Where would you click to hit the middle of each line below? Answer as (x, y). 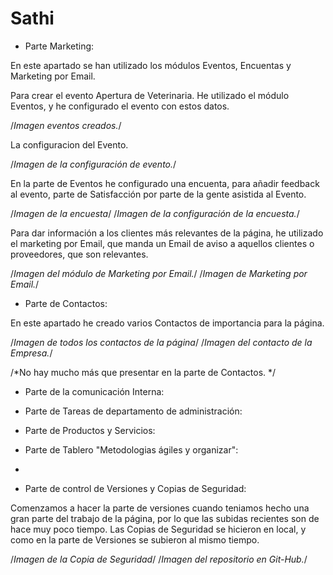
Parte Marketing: (59, 46)
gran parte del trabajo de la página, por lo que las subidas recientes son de (165, 518)
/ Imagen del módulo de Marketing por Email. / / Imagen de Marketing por (159, 273)
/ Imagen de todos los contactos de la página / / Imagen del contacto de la (161, 342)
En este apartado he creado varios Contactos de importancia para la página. (167, 323)
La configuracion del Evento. (69, 144)
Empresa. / (31, 353)
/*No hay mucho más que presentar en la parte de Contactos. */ (143, 372)
